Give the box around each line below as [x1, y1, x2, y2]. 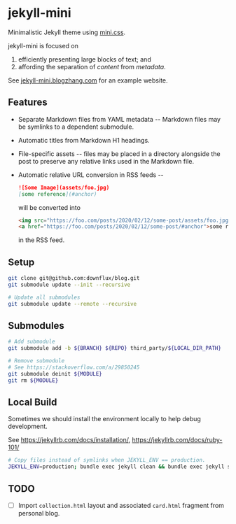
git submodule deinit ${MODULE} [8, 370, 102, 377]
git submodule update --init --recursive [8, 281, 131, 288]
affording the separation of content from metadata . [18, 62, 167, 71]
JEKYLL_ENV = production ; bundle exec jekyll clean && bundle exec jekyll [8, 463, 225, 470]
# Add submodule [8, 338, 55, 346]
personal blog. [18, 509, 60, 518]
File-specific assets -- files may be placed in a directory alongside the [18, 149, 221, 158]
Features [8, 97, 48, 108]
